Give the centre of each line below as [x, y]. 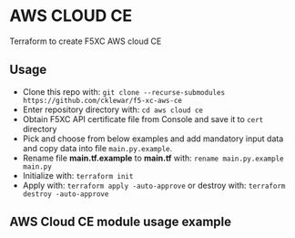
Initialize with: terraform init [78, 175]
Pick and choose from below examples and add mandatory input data [153, 139]
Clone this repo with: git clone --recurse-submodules [124, 91]
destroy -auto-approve [66, 194]
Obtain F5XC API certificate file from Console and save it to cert [143, 119]
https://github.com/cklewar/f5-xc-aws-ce [102, 100]
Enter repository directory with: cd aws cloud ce [112, 109]
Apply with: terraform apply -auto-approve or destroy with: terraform [154, 185]
